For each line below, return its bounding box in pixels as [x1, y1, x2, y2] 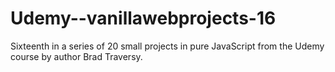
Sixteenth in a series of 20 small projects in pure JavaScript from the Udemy [10, 40, 325, 52]
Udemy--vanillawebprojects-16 [10, 7, 277, 30]
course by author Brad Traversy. [10, 50, 143, 62]
